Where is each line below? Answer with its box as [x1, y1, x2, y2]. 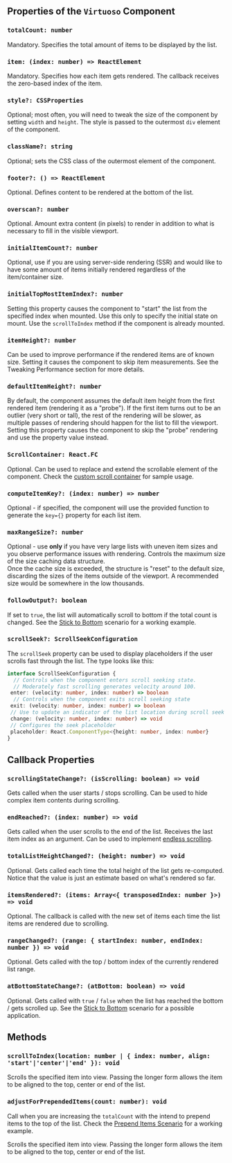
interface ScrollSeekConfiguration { [7, 670, 116, 677]
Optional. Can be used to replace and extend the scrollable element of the [7, 465, 218, 473]
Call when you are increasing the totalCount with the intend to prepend [7, 1112, 211, 1120]
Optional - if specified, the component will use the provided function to [7, 503, 210, 512]
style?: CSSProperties [7, 97, 84, 104]
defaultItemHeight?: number [7, 382, 102, 390]
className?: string [7, 142, 73, 151]
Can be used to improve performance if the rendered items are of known [7, 351, 215, 359]
